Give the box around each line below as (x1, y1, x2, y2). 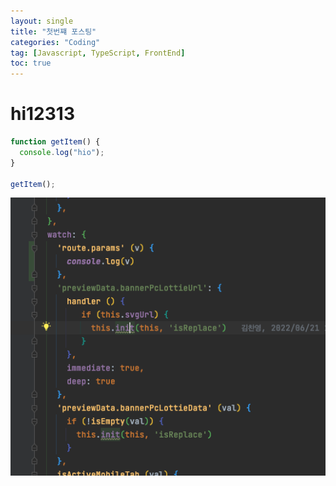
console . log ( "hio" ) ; (19, 147, 105, 157)
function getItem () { (10, 137, 101, 147)
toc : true (10, 58, 52, 69)
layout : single (10, 16, 74, 26)
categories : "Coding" (10, 37, 101, 47)
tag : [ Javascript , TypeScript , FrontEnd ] (10, 48, 186, 58)
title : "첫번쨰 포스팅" (10, 26, 97, 37)
